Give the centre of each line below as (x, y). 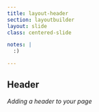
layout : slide (27, 26)
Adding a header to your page (49, 101)
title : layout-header (38, 13)
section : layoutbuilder (41, 20)
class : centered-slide (39, 32)
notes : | (19, 45)
